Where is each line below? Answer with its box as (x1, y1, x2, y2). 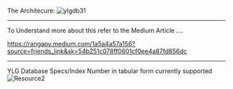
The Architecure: (7, 7, 55, 14)
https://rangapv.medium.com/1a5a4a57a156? (7, 40, 135, 48)
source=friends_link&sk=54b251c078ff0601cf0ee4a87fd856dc (7, 47, 187, 55)
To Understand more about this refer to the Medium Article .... (7, 26, 184, 34)
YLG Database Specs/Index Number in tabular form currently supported (7, 67, 213, 75)
